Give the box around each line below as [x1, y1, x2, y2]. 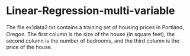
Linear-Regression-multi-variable [6, 4, 175, 17]
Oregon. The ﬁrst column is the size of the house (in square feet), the [6, 30, 175, 37]
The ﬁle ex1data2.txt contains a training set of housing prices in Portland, [6, 23, 185, 30]
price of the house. [6, 43, 53, 50]
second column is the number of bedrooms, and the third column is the [6, 37, 179, 44]
